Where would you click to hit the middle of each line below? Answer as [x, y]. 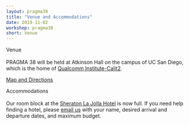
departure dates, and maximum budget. [54, 116]
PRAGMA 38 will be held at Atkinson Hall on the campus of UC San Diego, [95, 62]
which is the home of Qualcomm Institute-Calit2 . [64, 68]
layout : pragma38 [27, 11]
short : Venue [22, 33]
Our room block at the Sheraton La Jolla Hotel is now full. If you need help [95, 103]
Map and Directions [30, 80]
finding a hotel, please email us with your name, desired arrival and [87, 110]
